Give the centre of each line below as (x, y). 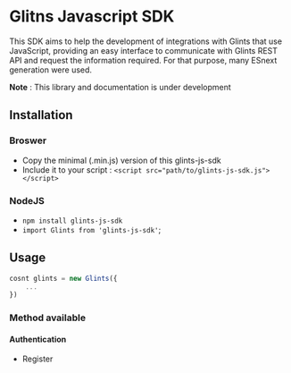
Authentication (38, 339)
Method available (48, 318)
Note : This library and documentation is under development (121, 87)
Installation (41, 115)
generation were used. (50, 70)
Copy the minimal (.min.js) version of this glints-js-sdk (121, 160)
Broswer (28, 140)
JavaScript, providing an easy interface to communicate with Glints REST (144, 50)
